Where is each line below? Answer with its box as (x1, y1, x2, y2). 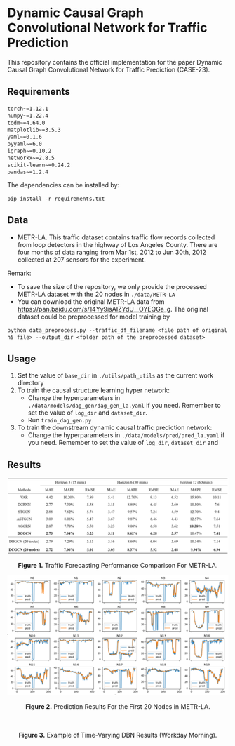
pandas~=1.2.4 (7, 168, 49, 175)
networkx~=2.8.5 (7, 154, 55, 161)
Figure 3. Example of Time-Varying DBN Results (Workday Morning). (18, 731, 217, 739)
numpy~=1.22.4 (7, 112, 49, 119)
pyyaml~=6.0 (7, 140, 42, 147)
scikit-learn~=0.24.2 (7, 161, 71, 168)
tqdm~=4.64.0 (7, 119, 46, 126)
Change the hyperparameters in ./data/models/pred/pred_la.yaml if (27, 431, 225, 439)
